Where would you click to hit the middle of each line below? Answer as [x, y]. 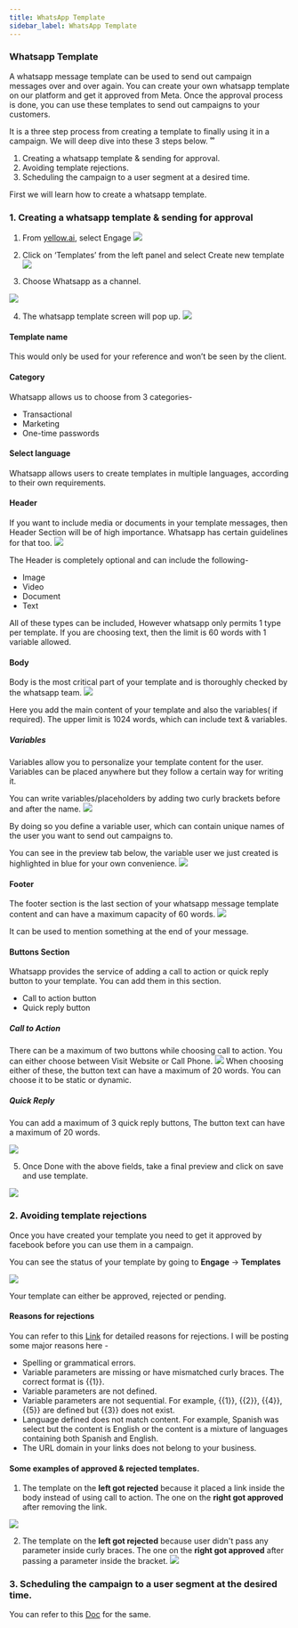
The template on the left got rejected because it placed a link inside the [153, 1488]
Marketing [41, 423]
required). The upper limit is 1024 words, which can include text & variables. [148, 720]
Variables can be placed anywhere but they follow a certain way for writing [146, 772]
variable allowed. [40, 641]
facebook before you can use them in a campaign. [101, 1244]
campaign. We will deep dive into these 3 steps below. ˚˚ [112, 141]
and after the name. [45, 809]
